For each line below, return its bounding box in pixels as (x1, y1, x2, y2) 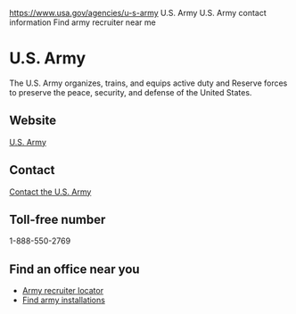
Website (9, 113, 56, 128)
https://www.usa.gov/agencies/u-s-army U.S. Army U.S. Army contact (9, 8, 267, 18)
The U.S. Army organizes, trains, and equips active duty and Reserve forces (9, 78, 288, 88)
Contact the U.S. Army (9, 186, 92, 197)
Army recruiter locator (21, 285, 104, 296)
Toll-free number (9, 211, 106, 227)
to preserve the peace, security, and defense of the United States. (9, 87, 252, 97)
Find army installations (21, 294, 105, 306)
